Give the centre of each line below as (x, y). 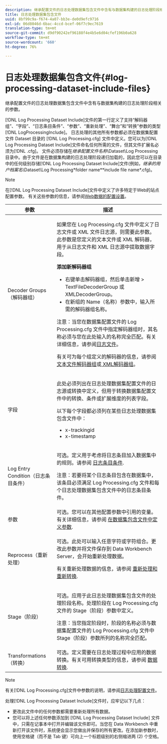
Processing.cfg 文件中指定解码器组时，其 (105, 329)
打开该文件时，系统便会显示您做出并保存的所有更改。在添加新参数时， (88, 730)
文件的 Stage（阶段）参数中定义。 (96, 610)
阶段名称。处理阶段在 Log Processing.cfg (110, 603)
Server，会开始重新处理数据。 (92, 556)
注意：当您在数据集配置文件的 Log (96, 321)
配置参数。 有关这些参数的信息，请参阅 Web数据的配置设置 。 (67, 196)
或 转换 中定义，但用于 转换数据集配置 (109, 391)
